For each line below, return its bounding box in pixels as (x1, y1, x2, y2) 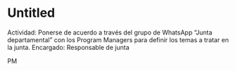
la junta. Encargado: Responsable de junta (7, 43, 130, 51)
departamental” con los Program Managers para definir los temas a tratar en (7, 35, 229, 44)
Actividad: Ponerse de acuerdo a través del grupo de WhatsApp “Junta (7, 28, 213, 37)
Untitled (7, 5, 56, 21)
